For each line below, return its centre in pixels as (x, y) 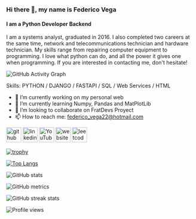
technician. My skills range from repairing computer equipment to (87, 50)
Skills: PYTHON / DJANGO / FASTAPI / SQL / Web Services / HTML (88, 86)
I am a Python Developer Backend (49, 24)
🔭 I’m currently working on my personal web (69, 98)
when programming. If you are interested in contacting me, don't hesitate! (97, 63)
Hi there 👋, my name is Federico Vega (61, 10)
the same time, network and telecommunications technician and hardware (97, 44)
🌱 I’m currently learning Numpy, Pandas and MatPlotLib (83, 104)
